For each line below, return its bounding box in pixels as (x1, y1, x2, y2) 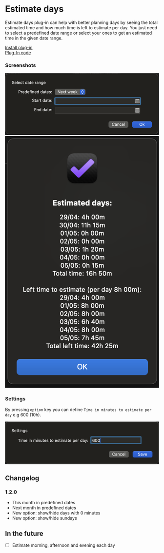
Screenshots (5, 62, 36, 69)
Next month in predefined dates (12, 505, 77, 511)
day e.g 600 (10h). (5, 412, 41, 417)
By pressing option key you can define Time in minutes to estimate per (5, 406, 152, 413)
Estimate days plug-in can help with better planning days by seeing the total (5, 20, 158, 25)
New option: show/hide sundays (12, 515, 77, 521)
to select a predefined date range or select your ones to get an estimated (5, 30, 152, 36)
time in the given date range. (5, 35, 62, 41)
